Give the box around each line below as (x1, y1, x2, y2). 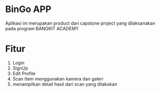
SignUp (12, 65, 29, 71)
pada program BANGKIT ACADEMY (5, 25, 79, 31)
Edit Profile (12, 70, 36, 76)
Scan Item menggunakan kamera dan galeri (12, 75, 103, 81)
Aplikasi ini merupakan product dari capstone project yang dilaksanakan (5, 20, 155, 26)
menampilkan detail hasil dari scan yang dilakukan (12, 81, 118, 87)
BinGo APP (5, 4, 51, 15)
